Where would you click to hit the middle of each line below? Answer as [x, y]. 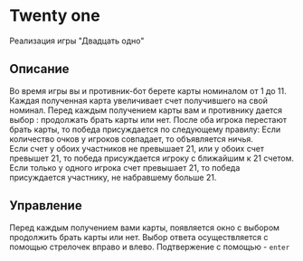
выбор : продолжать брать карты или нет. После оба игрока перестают [148, 119]
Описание [39, 69]
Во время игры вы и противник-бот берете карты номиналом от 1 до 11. [148, 90]
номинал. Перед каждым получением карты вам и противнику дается [146, 110]
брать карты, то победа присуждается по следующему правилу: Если [145, 129]
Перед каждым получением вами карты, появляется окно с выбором [145, 228]
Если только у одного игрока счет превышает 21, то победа [125, 167]
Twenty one [55, 16]
